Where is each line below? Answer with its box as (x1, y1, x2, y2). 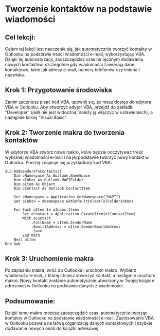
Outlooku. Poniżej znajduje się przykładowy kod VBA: (5, 159, 112, 165)
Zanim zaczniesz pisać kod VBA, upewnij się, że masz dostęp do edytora (5, 99, 152, 105)
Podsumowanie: (5, 297, 55, 305)
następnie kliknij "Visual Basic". (5, 114, 68, 120)
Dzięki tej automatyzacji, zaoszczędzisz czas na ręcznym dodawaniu (5, 56, 143, 62)
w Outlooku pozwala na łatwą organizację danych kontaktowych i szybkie (5, 320, 153, 326)
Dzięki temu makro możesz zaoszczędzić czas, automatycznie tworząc (5, 310, 148, 316)
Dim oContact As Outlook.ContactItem (14, 186, 90, 191)
